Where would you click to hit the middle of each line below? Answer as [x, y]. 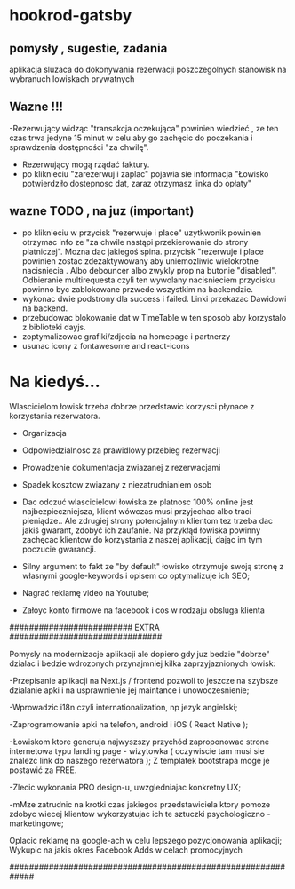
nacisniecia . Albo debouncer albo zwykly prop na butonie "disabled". [149, 270]
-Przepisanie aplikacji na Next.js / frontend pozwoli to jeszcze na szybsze [144, 680]
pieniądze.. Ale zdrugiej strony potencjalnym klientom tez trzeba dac [147, 520]
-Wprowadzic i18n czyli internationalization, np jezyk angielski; [124, 707]
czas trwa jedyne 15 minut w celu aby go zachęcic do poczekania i [131, 138]
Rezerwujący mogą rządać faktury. [86, 164]
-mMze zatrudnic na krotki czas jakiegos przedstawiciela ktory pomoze [140, 804]
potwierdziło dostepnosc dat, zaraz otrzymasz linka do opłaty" [136, 183]
